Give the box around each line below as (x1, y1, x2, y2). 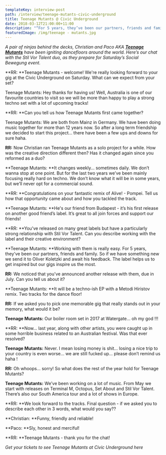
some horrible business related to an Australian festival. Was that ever (5, 330, 147, 336)
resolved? (5, 336, 25, 341)
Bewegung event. (5, 60, 41, 65)
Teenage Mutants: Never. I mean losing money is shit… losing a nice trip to (5, 345, 158, 351)
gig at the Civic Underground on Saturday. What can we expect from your (5, 75, 155, 80)
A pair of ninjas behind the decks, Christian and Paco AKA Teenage (5, 44, 144, 50)
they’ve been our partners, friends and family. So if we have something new (5, 251, 160, 257)
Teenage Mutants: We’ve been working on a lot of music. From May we (5, 381, 152, 386)
